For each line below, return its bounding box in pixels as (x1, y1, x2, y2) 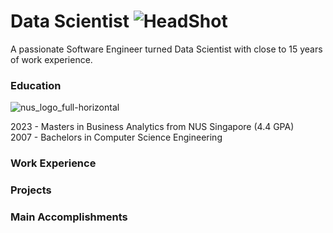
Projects (10, 183, 52, 197)
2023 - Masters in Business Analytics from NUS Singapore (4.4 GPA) (10, 121, 295, 133)
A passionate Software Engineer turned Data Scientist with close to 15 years (10, 43, 323, 55)
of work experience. (10, 53, 93, 65)
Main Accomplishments (10, 210, 128, 224)
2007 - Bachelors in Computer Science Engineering (10, 131, 223, 144)
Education (10, 78, 62, 92)
